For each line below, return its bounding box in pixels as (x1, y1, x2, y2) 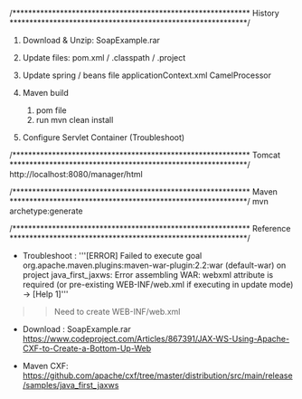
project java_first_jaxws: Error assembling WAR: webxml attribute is (22, 270, 274, 280)
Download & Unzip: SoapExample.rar (22, 35, 161, 45)
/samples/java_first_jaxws (22, 380, 119, 390)
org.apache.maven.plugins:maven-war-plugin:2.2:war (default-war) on (22, 260, 287, 271)
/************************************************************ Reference (9, 223, 291, 233)
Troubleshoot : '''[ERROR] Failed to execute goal (22, 251, 203, 261)
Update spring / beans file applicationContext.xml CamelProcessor (22, 70, 271, 81)
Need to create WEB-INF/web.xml (53, 307, 181, 317)
